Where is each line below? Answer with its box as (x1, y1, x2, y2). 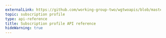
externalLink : (5, 7, 35, 12)
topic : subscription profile (5, 12, 65, 17)
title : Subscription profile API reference (5, 21, 96, 26)
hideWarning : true (5, 26, 43, 31)
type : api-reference (5, 16, 48, 21)
